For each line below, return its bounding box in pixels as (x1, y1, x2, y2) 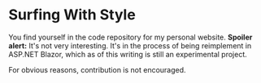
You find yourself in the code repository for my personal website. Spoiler (8, 32, 253, 42)
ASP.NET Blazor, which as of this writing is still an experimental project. (8, 49, 248, 59)
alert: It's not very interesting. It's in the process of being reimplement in (8, 40, 252, 50)
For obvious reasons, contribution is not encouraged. (8, 64, 186, 74)
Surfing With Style (8, 6, 136, 24)
